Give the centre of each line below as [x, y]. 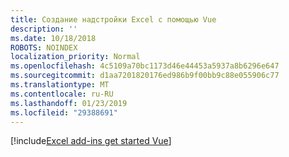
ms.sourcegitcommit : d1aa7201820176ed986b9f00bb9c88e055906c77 [145, 76]
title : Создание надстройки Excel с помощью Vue [113, 19]
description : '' [44, 29]
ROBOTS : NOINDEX [44, 47]
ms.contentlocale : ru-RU [62, 94]
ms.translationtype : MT [60, 85]
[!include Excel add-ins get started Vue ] [91, 141]
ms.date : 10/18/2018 [53, 38]
